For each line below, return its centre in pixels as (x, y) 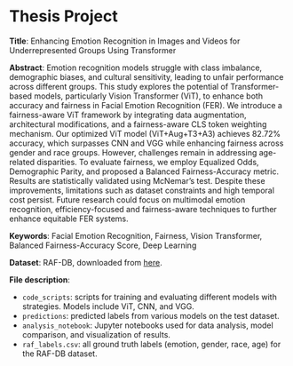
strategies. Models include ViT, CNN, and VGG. (108, 306)
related (22, 162)
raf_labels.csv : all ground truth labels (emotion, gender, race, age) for (151, 344)
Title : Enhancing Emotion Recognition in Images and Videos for (125, 41)
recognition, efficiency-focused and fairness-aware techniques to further (143, 209)
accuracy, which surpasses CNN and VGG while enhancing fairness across (146, 143)
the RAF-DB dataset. (59, 354)
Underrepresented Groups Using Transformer (93, 50)
